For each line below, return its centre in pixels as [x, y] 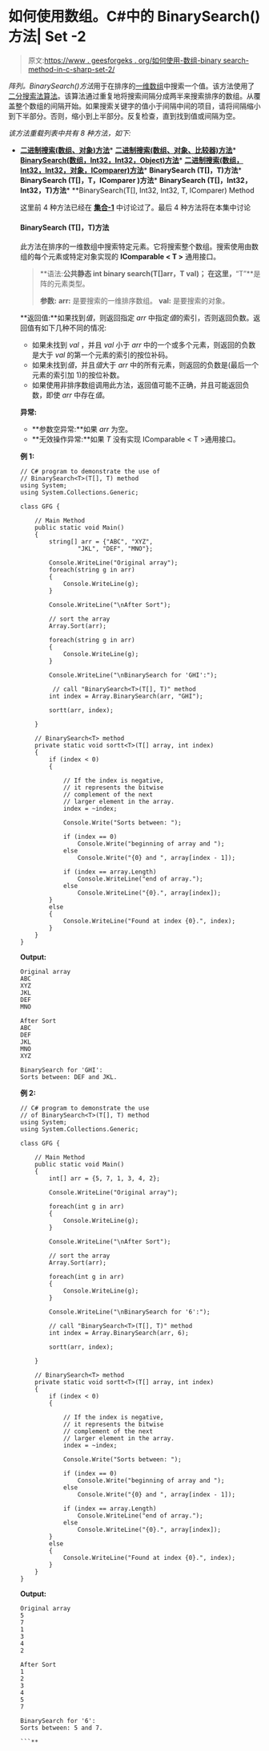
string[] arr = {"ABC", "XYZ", [101, 542]
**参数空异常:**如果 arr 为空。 [82, 430]
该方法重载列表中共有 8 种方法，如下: [70, 132]
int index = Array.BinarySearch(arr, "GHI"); [126, 696]
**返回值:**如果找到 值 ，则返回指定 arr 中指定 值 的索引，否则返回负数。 [137, 318]
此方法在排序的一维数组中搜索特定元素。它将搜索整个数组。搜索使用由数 [139, 246]
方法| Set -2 [47, 37]
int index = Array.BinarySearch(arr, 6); [119, 1334]
